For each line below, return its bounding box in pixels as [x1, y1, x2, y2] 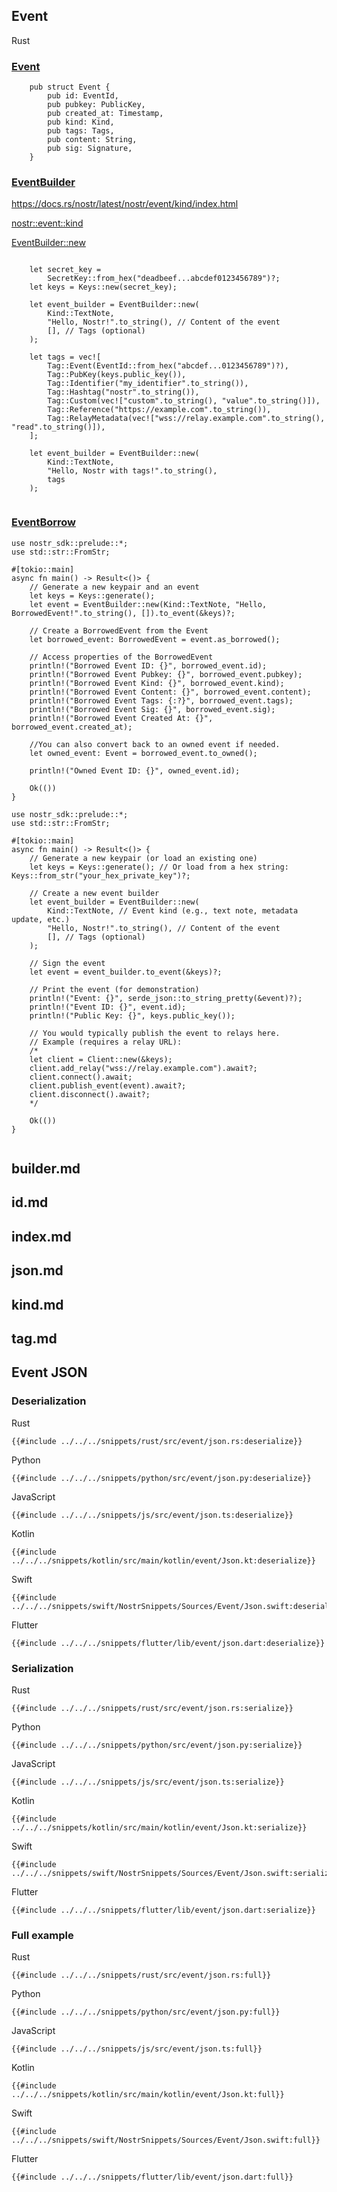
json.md [11, 1262, 64, 1279]
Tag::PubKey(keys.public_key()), [47, 370, 187, 380]
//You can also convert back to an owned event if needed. [29, 739, 281, 749]
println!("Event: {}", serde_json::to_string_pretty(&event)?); [29, 993, 303, 1003]
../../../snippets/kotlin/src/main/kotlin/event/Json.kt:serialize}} [11, 1823, 308, 1833]
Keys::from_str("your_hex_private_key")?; [11, 870, 191, 881]
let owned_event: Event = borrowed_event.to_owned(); [29, 748, 258, 758]
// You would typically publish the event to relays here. [29, 1028, 281, 1038]
